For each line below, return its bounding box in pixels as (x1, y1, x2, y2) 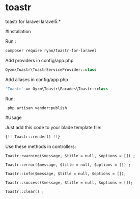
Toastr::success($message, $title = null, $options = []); (5, 180, 133, 185)
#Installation (5, 28, 32, 34)
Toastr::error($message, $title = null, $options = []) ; (5, 162, 131, 167)
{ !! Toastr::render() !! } (5, 134, 60, 139)
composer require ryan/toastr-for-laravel (5, 48, 97, 53)
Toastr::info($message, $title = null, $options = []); (5, 171, 126, 177)
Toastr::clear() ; (5, 189, 44, 194)
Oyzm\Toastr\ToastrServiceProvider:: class (5, 67, 97, 72)
